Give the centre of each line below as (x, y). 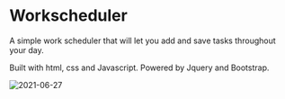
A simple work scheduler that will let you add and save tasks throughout (142, 40)
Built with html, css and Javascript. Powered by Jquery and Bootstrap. (139, 67)
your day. (27, 49)
